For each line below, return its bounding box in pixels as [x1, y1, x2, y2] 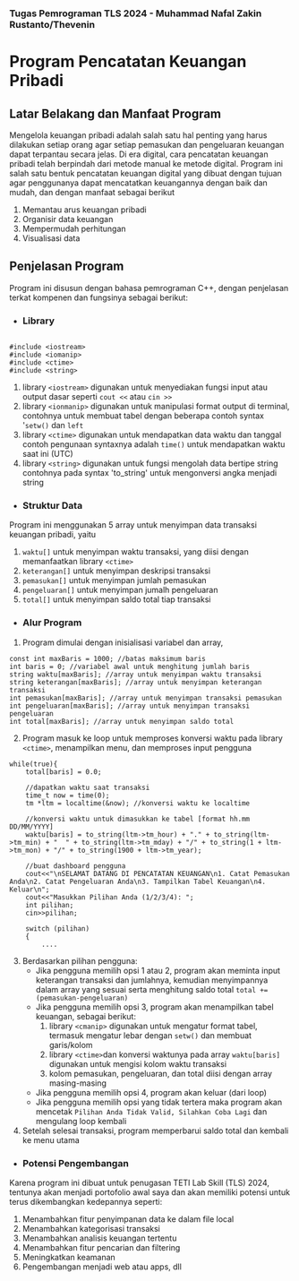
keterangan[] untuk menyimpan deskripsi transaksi [21, 565, 211, 576]
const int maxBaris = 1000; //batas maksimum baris [9, 654, 206, 663]
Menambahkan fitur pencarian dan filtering [21, 1242, 181, 1252]
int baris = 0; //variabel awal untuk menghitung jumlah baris [9, 662, 251, 671]
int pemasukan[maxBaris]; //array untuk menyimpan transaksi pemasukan [9, 693, 282, 702]
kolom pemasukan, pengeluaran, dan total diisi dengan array [48, 1068, 273, 1079]
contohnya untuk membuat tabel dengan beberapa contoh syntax [21, 410, 264, 421]
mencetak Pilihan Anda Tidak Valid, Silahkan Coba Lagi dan [35, 1105, 268, 1117]
